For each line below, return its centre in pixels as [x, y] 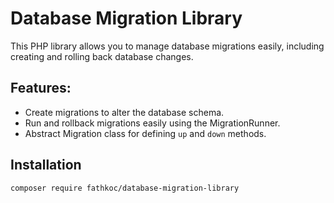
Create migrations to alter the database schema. [124, 112]
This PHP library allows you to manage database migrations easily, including [167, 46]
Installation [46, 165]
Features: [41, 88]
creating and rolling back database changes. [102, 56]
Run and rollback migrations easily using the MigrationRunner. [152, 123]
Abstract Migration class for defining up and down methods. [145, 133]
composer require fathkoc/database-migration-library [125, 188]
